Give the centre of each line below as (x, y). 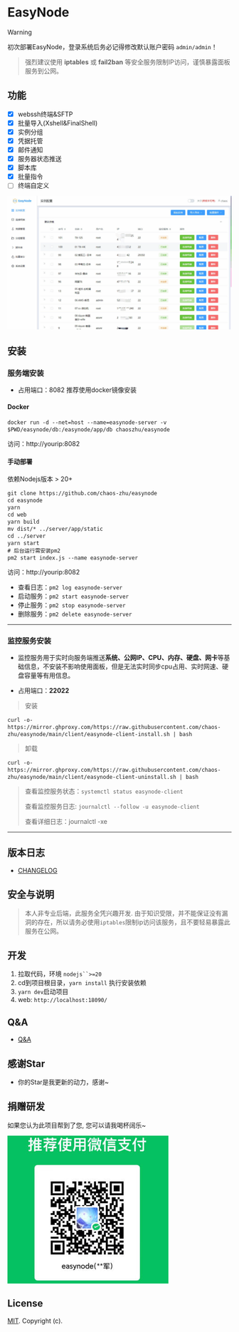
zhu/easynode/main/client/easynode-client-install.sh (89, 734)
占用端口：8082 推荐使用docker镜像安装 (77, 390)
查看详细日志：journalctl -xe (66, 821)
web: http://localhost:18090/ (63, 1000)
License (25, 1304)
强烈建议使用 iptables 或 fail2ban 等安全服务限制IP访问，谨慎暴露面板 (127, 62)
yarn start (23, 543)
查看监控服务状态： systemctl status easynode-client (104, 791)
